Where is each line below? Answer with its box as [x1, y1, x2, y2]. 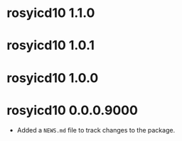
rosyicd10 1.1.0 [6, 5, 95, 21]
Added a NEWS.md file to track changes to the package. [16, 125, 176, 134]
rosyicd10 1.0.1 [6, 38, 95, 54]
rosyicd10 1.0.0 [6, 69, 99, 86]
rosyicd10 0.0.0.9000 [6, 102, 138, 118]
